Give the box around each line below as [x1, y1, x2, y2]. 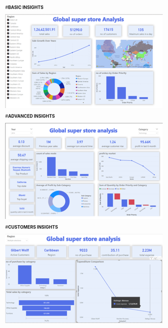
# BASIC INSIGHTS [5, 5, 44, 10]
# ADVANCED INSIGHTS [5, 113, 55, 119]
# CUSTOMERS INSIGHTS [5, 224, 58, 230]
